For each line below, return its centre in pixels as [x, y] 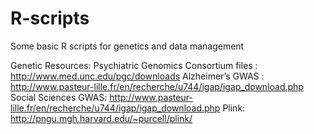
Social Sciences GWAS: [59, 97]
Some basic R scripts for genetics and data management [127, 46]
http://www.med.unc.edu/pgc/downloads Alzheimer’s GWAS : [137, 76]
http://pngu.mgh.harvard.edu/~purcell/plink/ [101, 118]
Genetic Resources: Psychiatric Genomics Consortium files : [134, 65]
